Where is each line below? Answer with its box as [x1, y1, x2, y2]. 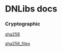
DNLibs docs [5, 3, 57, 14]
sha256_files [5, 41, 31, 47]
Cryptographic [5, 21, 40, 27]
